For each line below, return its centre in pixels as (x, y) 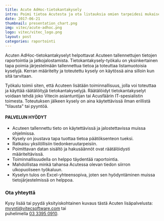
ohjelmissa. (23, 133)
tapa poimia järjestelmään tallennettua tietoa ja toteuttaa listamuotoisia (76, 65)
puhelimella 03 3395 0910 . (32, 214)
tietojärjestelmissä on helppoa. (43, 180)
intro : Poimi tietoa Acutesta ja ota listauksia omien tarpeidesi (74, 14)
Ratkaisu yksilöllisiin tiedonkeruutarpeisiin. (55, 143)
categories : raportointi (30, 41)
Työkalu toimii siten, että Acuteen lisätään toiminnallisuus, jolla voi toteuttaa (81, 85)
